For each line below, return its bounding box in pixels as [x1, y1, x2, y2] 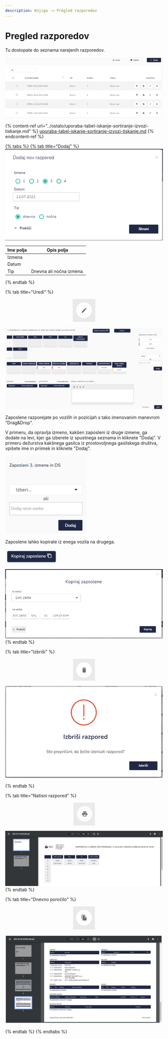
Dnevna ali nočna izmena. [30, 268, 84, 274]
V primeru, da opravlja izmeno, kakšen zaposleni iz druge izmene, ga [5, 429, 147, 435]
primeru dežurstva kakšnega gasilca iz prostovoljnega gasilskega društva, [5, 440, 158, 446]
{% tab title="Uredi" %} [5, 289, 54, 295]
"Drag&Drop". [5, 419, 33, 426]
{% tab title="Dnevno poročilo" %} [5, 896, 76, 902]
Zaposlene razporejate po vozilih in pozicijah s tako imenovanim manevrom [5, 414, 160, 420]
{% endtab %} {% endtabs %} [5, 1028, 67, 1035]
